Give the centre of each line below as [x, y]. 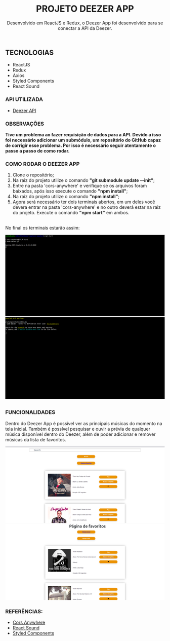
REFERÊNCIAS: [24, 611]
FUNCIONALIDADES [30, 412]
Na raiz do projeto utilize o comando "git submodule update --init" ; [84, 180]
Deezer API [24, 110]
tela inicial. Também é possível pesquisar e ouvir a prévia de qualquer [78, 429]
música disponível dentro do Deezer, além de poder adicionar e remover [80, 434]
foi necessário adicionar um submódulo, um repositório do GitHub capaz [83, 140]
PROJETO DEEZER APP [85, 9]
